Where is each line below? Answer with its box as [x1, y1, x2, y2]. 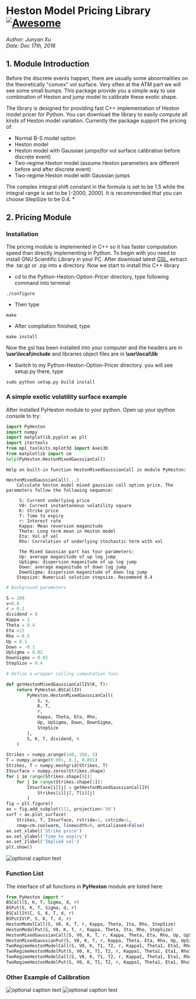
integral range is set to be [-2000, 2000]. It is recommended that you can [6, 189, 183, 197]
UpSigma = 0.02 [6, 649, 43, 656]
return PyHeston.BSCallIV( [16, 687, 82, 693]
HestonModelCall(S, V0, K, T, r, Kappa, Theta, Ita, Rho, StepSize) [6, 921, 176, 927]
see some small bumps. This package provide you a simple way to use [6, 87, 176, 94]
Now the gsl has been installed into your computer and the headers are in [6, 344, 183, 352]
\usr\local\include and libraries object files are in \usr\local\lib [6, 350, 158, 357]
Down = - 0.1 [6, 644, 35, 650]
